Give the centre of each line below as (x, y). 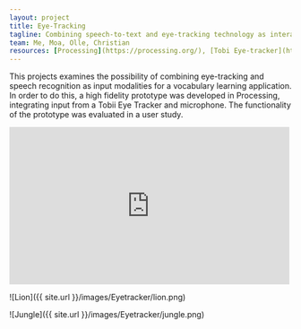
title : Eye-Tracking (48, 26)
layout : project (39, 17)
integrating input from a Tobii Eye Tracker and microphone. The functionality (150, 105)
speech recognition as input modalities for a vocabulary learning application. (150, 86)
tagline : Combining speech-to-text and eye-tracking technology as (138, 34)
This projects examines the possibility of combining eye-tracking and (137, 76)
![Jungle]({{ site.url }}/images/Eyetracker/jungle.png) (107, 315)
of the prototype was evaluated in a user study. (96, 115)
